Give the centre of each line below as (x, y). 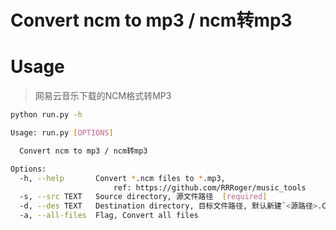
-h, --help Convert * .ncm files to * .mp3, (122, 178)
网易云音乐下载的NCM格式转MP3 (103, 96)
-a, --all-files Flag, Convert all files (109, 216)
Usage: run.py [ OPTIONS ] (62, 133)
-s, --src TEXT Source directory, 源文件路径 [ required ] (143, 197)
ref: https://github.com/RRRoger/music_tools (210, 187)
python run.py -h (46, 115)
